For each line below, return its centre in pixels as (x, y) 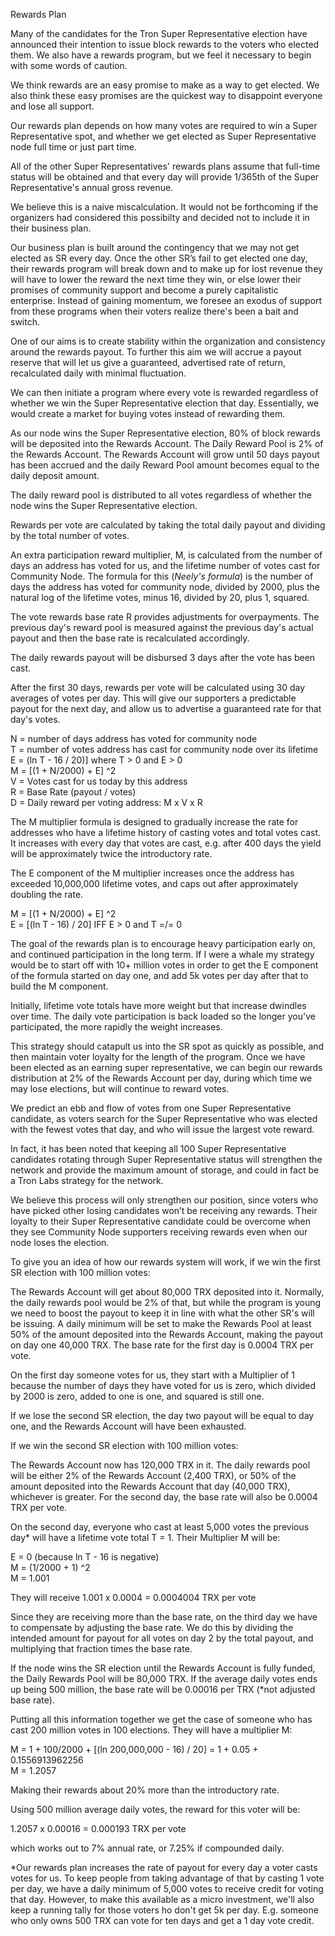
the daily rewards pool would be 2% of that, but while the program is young (166, 1302)
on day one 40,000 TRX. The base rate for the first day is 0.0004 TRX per (162, 1345)
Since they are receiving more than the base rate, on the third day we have (164, 1617)
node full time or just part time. (74, 147)
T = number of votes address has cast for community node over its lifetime (164, 749)
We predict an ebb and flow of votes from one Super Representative (151, 1108)
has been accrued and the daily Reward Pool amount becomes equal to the (165, 465)
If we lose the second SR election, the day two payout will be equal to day (162, 1415)
